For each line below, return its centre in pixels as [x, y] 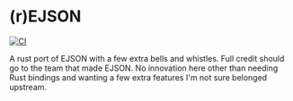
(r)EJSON [45, 17]
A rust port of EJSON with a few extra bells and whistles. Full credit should [147, 58]
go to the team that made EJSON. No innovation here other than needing [144, 68]
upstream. [28, 87]
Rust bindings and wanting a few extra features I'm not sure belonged [138, 77]
